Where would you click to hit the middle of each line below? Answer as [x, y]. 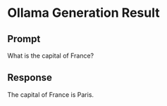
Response [30, 78]
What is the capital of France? [51, 55]
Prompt [24, 39]
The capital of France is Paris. [50, 94]
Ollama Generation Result [83, 13]
